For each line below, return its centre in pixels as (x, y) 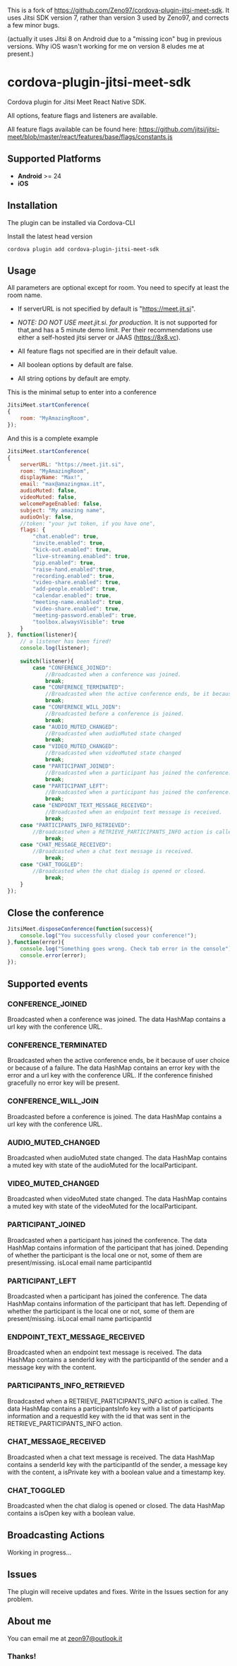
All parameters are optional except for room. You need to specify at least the (118, 288)
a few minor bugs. (34, 25)
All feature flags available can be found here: (72, 129)
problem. (20, 1599)
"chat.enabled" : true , (66, 537)
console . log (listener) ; (55, 648)
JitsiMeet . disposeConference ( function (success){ (80, 929)
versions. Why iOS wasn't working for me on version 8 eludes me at (106, 46)
